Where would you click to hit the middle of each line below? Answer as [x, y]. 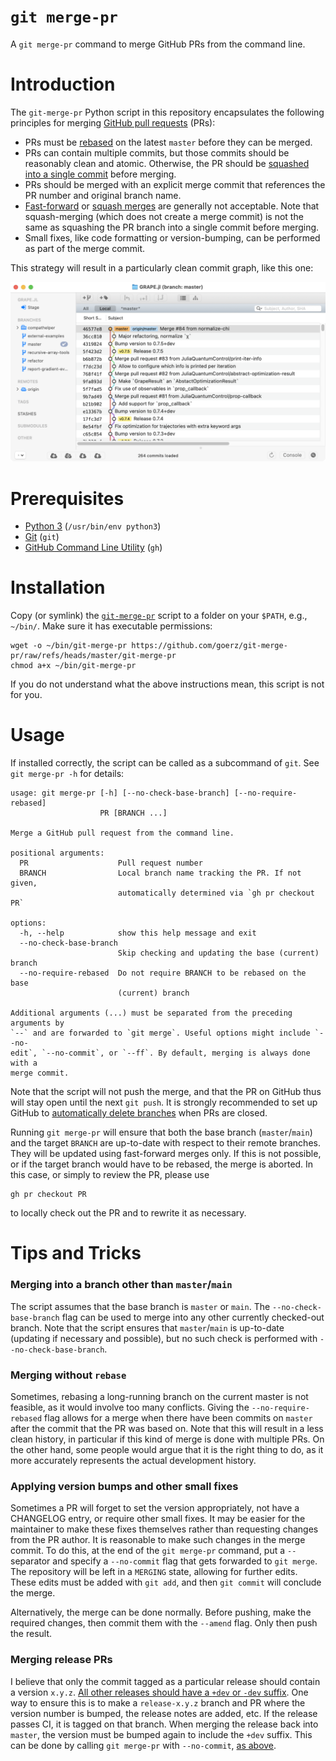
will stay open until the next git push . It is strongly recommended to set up [164, 1102]
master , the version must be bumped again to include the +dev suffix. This [161, 1734]
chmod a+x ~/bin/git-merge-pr [73, 666]
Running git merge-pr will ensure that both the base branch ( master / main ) [161, 1132]
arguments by [37, 1023]
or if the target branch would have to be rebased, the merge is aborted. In [162, 1164]
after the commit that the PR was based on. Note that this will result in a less [167, 1428]
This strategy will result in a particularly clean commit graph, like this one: [162, 267]
